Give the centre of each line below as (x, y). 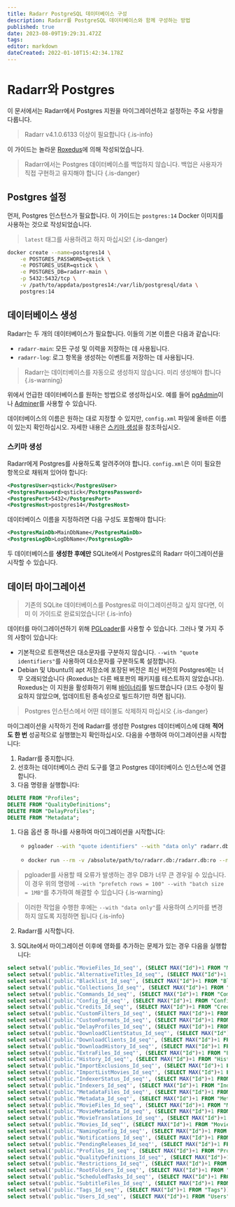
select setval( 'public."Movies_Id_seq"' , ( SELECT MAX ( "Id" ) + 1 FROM (108, 1125)
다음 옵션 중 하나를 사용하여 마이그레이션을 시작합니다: (91, 832)
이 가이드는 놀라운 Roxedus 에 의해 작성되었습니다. (76, 149)
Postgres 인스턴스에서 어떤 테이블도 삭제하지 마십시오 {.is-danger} (116, 711)
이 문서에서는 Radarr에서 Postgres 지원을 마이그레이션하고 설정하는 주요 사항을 (115, 110)
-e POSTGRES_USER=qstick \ (59, 265)
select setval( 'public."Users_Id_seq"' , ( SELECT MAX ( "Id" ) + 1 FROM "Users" (119, 1196)
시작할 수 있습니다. (33, 562)
